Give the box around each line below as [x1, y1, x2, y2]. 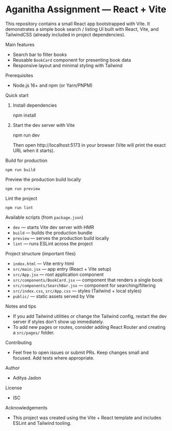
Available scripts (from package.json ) [5, 214, 84, 220]
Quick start [5, 92, 29, 98]
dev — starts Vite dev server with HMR [12, 224, 94, 230]
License [5, 384, 22, 391]
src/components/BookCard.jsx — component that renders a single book [12, 276, 163, 283]
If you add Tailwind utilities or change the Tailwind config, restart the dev [12, 313, 167, 319]
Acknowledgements [5, 404, 48, 410]
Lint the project [5, 195, 37, 201]
